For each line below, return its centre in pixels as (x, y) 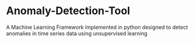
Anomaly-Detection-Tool (68, 11)
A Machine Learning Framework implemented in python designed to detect (97, 27)
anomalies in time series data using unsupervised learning (77, 33)
